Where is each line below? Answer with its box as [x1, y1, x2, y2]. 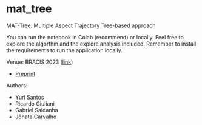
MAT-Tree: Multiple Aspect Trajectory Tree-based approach [6, 22, 156, 29]
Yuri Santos [15, 93, 44, 101]
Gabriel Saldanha [15, 106, 59, 113]
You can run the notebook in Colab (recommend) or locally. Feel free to [6, 33, 184, 41]
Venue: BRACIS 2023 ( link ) [6, 58, 73, 66]
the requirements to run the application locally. [6, 46, 123, 53]
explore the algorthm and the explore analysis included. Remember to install [6, 40, 197, 47]
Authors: [6, 81, 28, 89]
